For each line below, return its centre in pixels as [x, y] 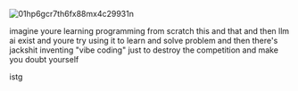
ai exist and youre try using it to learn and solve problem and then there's [144, 41]
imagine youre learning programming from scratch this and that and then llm [149, 31]
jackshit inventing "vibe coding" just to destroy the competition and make [144, 50]
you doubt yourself [44, 59]
